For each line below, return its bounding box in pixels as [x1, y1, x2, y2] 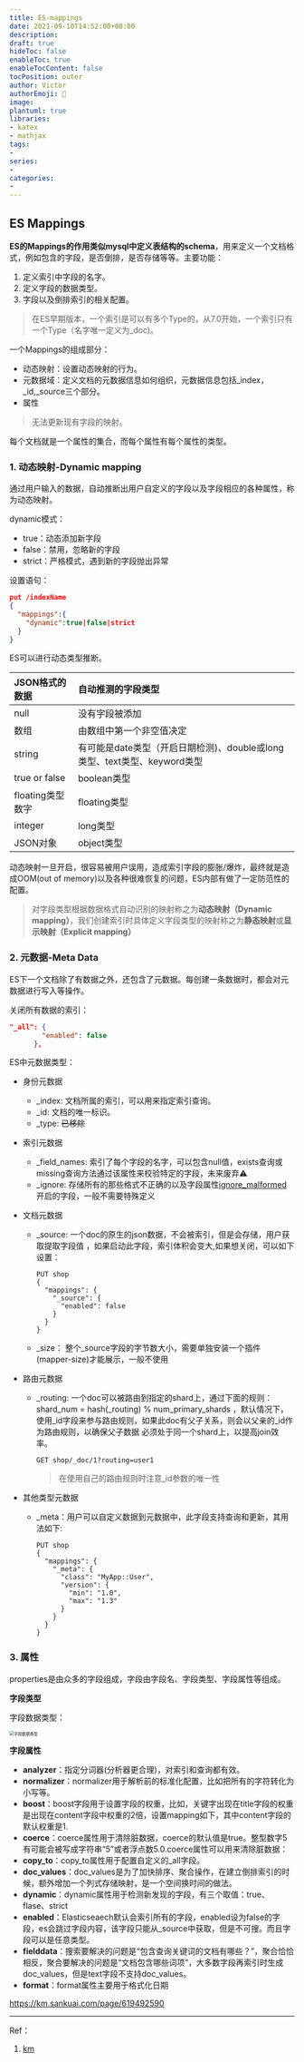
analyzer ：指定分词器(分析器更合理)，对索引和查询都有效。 [22, 1764, 245, 1774]
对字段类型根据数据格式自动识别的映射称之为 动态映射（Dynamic [31, 904, 272, 914]
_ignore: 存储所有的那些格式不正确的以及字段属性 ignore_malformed [35, 1179, 288, 1190]
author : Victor [9, 81, 67, 90]
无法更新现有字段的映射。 [31, 416, 128, 427]
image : [9, 97, 34, 107]
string [14, 748, 39, 760]
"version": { [60, 1580, 110, 1590]
